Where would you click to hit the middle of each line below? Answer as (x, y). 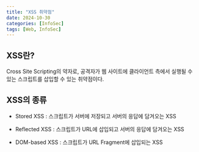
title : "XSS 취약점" (31, 12)
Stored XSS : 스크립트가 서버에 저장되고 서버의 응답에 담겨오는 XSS (96, 116)
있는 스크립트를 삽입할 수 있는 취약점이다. (55, 79)
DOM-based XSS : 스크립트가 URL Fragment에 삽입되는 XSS (89, 142)
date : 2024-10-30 (28, 18)
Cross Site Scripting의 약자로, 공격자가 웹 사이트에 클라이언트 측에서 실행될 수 (100, 72)
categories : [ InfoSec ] (35, 23)
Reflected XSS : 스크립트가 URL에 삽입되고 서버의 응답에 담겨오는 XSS (99, 129)
